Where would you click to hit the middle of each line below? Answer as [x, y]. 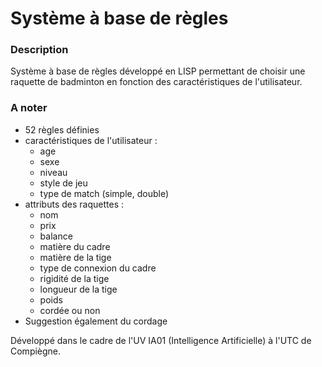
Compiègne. [36, 351]
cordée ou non [70, 310]
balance [56, 236]
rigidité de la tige [74, 278]
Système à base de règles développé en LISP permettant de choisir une [158, 71]
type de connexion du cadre [98, 268]
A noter [29, 108]
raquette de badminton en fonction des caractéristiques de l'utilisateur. [156, 82]
